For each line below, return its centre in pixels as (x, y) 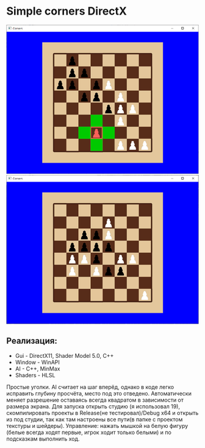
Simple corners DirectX (67, 11)
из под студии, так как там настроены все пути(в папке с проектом (95, 419)
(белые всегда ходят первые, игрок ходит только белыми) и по (89, 432)
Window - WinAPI (37, 362)
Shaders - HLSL (35, 375)
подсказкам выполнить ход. (43, 439)
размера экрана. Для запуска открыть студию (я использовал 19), (93, 406)
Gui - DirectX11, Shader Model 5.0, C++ (64, 355)
